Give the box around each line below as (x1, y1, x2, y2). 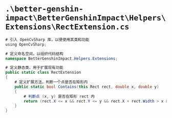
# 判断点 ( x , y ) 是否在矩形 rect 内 (24, 94, 95, 99)
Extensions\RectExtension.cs (5, 22, 130, 32)
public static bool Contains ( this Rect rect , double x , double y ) (14, 84, 159, 89)
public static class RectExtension (5, 70, 81, 75)
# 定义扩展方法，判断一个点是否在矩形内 (14, 80, 88, 85)
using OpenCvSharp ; (5, 42, 47, 47)
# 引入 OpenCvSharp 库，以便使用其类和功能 (5, 37, 90, 42)
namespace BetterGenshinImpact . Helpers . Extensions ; (5, 56, 118, 61)
